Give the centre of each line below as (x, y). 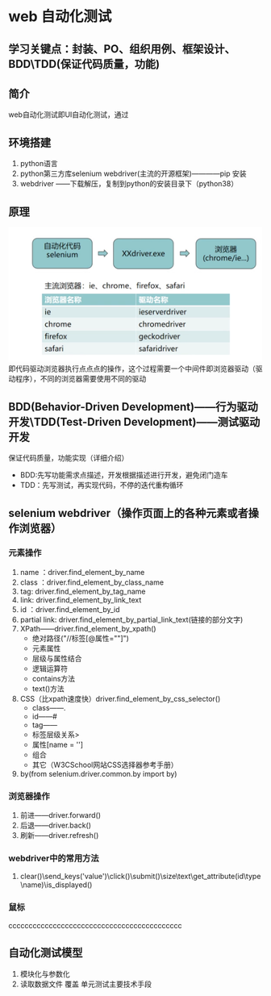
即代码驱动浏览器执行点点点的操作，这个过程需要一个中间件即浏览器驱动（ (132, 369)
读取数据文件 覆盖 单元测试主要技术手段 (85, 984)
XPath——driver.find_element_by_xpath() (88, 628)
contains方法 (53, 678)
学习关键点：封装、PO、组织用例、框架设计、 (122, 49)
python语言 (39, 164)
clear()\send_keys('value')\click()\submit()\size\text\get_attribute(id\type (140, 877)
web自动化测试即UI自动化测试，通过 (69, 115)
